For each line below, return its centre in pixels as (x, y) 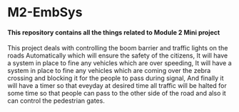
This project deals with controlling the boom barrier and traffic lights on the (118, 48)
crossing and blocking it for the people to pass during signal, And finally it (116, 78)
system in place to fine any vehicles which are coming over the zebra (109, 71)
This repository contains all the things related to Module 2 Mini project (114, 32)
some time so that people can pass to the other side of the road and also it (117, 94)
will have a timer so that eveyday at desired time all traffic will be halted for (117, 86)
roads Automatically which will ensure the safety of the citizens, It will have (118, 56)
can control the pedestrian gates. (56, 101)
